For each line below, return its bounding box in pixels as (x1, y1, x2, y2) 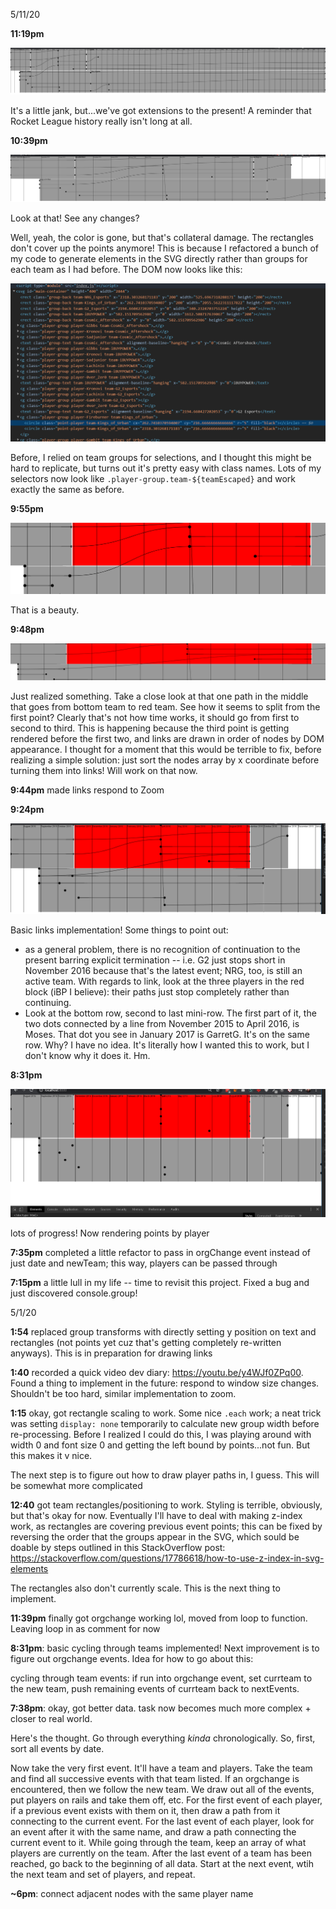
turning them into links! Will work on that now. (10, 765, 198, 777)
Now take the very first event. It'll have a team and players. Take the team (10, 1762, 313, 1774)
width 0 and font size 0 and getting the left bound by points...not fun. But (10, 1439, 311, 1451)
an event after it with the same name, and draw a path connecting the (10, 1826, 297, 1838)
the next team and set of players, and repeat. (10, 1869, 196, 1881)
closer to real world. (10, 1713, 93, 1725)
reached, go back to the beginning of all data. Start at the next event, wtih (10, 1858, 315, 1870)
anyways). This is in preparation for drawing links (10, 1347, 213, 1359)
